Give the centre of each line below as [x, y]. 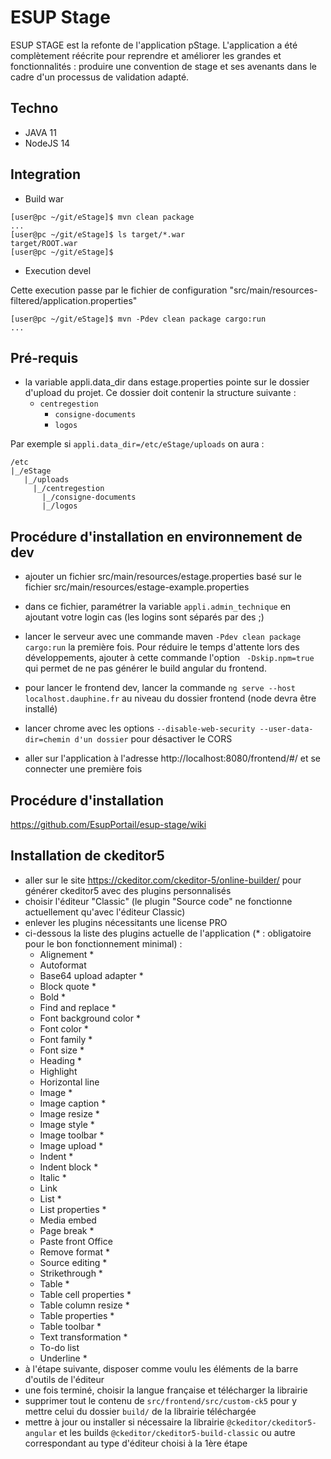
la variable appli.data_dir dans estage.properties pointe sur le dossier [167, 382]
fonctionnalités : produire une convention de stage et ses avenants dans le [163, 66]
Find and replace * [78, 1007]
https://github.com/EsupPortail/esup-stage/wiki [108, 824]
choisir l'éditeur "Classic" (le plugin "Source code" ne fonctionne [158, 901]
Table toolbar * [70, 1326]
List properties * [73, 1209]
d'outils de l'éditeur [64, 1379]
